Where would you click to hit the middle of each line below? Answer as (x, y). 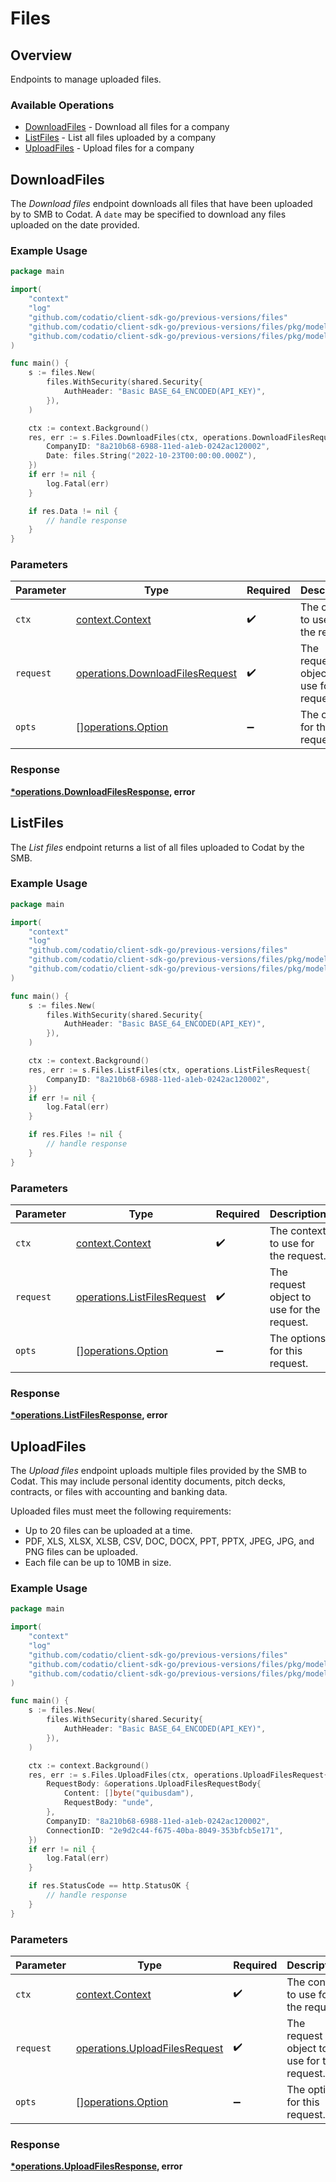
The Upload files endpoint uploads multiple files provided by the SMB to (158, 1471)
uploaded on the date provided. (75, 225)
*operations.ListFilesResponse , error (89, 1415)
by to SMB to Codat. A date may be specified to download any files (148, 214)
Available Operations (62, 105)
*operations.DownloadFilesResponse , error (103, 791)
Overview (41, 55)
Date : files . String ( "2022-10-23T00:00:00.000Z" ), (151, 456)
